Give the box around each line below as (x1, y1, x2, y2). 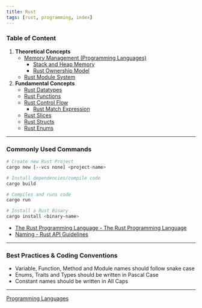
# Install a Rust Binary (6, 208, 69, 214)
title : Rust (6, 8, 36, 15)
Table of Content (6, 34, 57, 43)
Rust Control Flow (23, 98, 69, 106)
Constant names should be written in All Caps (14, 277, 128, 285)
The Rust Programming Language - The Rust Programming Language (14, 225, 187, 232)
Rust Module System (23, 73, 76, 80)
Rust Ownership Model (32, 67, 90, 74)
